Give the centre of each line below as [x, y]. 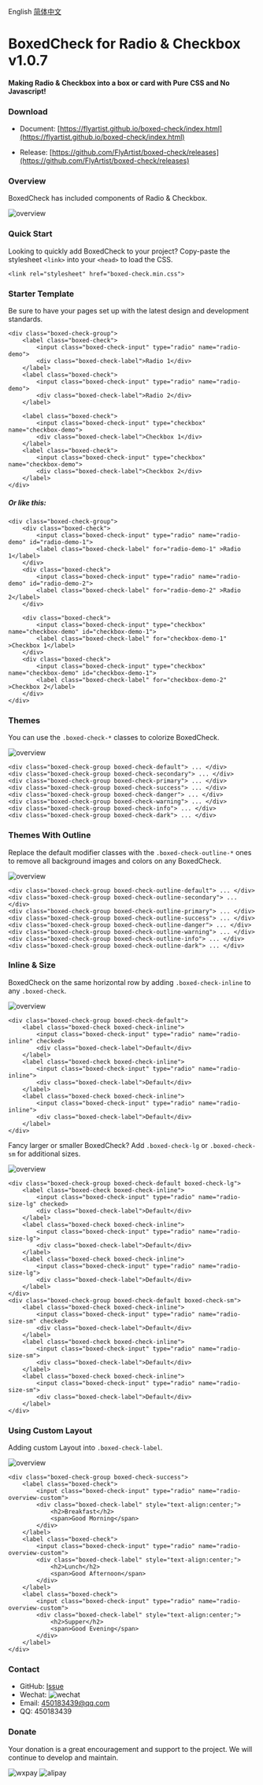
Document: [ [40, 129]
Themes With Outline [50, 835]
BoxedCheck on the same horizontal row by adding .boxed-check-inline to [130, 982]
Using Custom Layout [50, 1430]
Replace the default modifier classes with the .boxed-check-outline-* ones [130, 852]
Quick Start [30, 234]
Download [28, 111]
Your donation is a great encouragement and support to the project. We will [130, 1749]
